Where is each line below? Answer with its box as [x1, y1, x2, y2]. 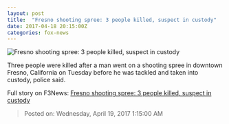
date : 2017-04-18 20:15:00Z [7, 23, 88, 29]
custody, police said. [7, 76, 66, 84]
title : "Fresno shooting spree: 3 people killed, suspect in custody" [7, 16, 217, 23]
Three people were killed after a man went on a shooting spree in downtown [7, 61, 223, 69]
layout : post [7, 10, 45, 17]
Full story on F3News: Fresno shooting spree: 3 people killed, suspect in [7, 89, 212, 97]
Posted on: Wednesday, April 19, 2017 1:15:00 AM [23, 110, 164, 118]
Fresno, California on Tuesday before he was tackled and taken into [7, 69, 199, 77]
